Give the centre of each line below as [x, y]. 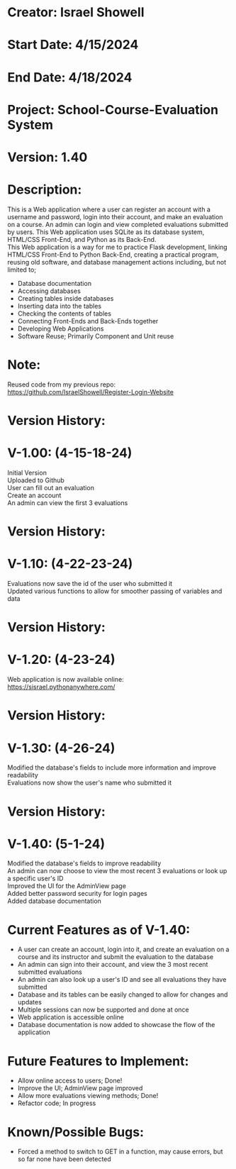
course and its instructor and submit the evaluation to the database [116, 957]
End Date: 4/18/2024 [70, 77]
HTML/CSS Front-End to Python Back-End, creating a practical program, [113, 254]
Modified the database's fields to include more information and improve [112, 768]
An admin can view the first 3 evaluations [68, 503]
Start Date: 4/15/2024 [73, 45]
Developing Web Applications [61, 328]
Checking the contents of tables [64, 314]
